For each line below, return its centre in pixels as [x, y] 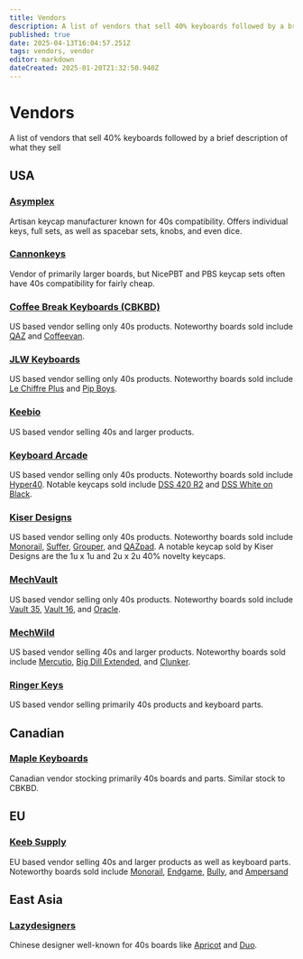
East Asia [36, 899]
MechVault [34, 580]
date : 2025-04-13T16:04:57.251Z [70, 43]
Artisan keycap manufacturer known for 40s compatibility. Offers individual [149, 221]
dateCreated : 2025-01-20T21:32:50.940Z [84, 69]
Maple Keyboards [49, 759]
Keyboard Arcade [49, 455]
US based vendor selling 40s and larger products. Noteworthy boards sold [147, 652]
